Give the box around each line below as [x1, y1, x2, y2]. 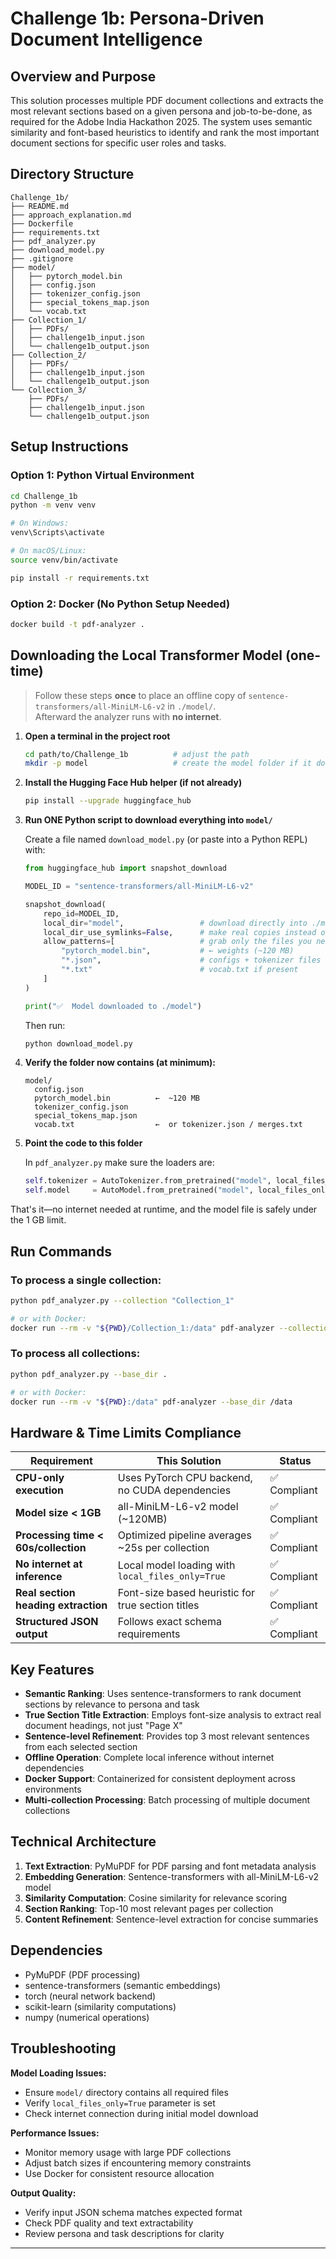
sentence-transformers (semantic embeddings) [24, 1979, 222, 1991]
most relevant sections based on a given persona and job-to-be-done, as [10, 105, 313, 117]
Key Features [10, 1661, 95, 1678]
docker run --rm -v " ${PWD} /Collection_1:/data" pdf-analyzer [10, 1323, 275, 1333]
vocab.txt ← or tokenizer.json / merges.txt [34, 1120, 303, 1130]
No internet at [15, 1557, 83, 1571]
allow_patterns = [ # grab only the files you [43, 937, 312, 947]
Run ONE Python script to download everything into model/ [24, 814, 273, 826]
